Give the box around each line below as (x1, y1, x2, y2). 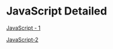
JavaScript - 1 (6, 24, 41, 31)
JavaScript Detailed (6, 4, 108, 18)
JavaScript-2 (6, 36, 39, 43)
